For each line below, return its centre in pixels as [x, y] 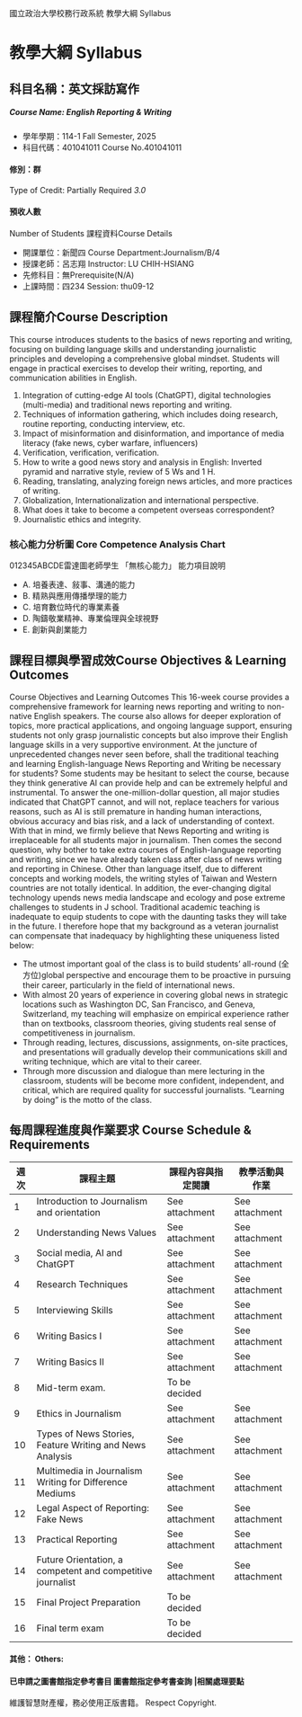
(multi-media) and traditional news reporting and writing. [127, 405]
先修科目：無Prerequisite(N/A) [78, 275]
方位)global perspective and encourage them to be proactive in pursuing [156, 974]
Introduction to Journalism [92, 1201]
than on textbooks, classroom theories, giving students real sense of [149, 1023]
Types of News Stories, [85, 1434]
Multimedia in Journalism [89, 1471]
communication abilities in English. [73, 378]
